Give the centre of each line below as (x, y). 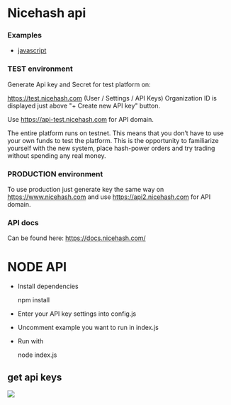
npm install (34, 300)
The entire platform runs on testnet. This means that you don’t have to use (116, 133)
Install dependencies (48, 286)
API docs (23, 223)
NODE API (37, 267)
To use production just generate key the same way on (86, 190)
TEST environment (40, 69)
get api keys (35, 377)
